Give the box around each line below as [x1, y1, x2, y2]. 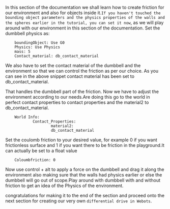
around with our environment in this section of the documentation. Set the [5, 25, 160, 31]
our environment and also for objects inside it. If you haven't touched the [5, 10, 161, 16]
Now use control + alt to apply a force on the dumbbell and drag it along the [5, 166, 164, 172]
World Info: [14, 114, 40, 120]
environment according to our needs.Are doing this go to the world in [5, 94, 150, 100]
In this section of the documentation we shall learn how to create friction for [5, 5, 164, 10]
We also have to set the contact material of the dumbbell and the [5, 63, 141, 68]
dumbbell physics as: [5, 31, 50, 36]
